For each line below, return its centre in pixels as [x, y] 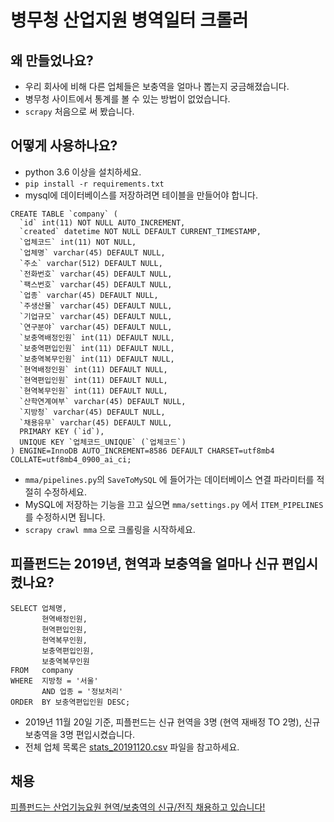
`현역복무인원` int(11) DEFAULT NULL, [93, 391]
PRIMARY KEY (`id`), [62, 431]
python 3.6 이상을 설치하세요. [83, 172]
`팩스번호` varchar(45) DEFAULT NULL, [96, 284]
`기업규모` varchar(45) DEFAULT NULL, [96, 316]
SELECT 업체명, [39, 608]
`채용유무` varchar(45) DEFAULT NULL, [96, 422]
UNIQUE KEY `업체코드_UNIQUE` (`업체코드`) [103, 442]
